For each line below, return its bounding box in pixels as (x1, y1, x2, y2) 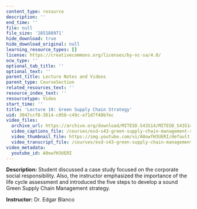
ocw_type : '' (6, 57, 38, 63)
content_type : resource (6, 8, 64, 15)
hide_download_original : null (6, 42, 80, 47)
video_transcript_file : (11, 139, 69, 145)
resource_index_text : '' (6, 90, 67, 96)
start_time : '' (6, 101, 43, 107)
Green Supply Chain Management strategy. (6, 185, 110, 192)
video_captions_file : (11, 128, 64, 135)
